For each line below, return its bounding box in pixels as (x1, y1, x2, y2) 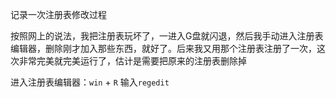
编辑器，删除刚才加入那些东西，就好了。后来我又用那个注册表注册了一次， (10, 43, 317, 54)
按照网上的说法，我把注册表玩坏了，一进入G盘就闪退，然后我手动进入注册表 (10, 30, 324, 42)
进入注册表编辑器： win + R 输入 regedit (10, 76, 170, 88)
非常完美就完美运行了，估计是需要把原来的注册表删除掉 (18, 55, 247, 67)
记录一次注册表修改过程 (10, 9, 107, 20)
